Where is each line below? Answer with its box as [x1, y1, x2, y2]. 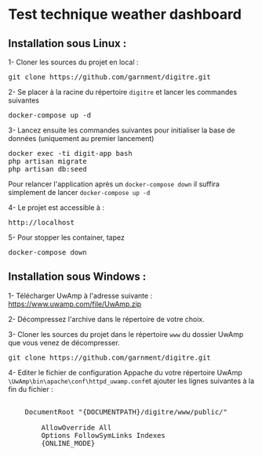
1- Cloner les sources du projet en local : [8, 57, 139, 67]
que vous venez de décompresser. [8, 338, 120, 347]
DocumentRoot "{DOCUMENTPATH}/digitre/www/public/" [24, 407, 227, 416]
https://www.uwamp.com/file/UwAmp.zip [8, 299, 142, 309]
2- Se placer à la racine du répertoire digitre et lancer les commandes [8, 88, 238, 96]
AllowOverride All [41, 423, 112, 432]
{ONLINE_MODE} [41, 439, 96, 447]
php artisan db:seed [8, 165, 88, 173]
